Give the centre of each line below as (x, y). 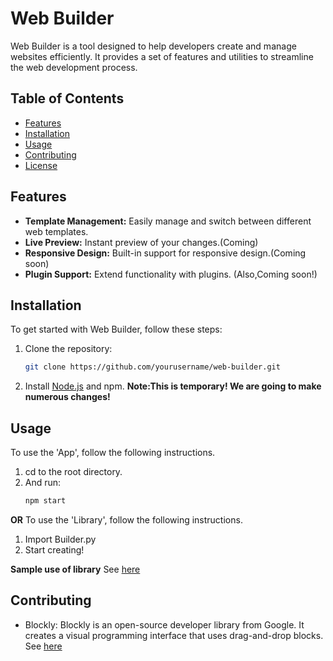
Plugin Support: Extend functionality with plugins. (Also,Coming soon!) (171, 274)
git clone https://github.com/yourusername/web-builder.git (152, 367)
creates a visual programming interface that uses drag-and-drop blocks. (174, 635)
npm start (45, 501)
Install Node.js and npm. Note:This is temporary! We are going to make (173, 386)
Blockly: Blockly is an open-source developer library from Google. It (164, 624)
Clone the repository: (68, 349)
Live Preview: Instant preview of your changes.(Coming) (141, 242)
